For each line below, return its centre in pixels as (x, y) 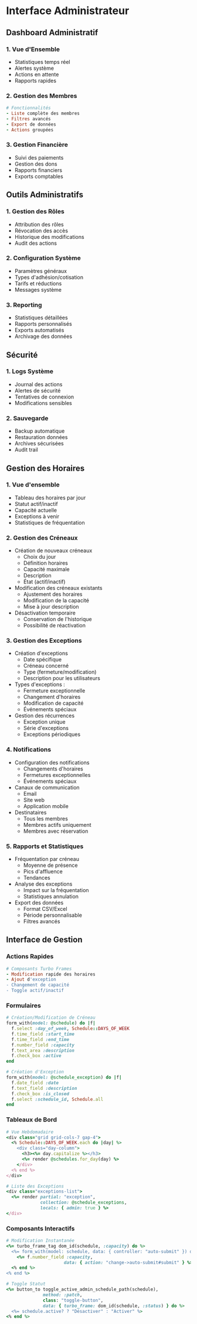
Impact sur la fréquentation (56, 890)
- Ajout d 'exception (31, 980)
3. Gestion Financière (37, 145)
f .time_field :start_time (43, 1034)
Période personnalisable (52, 915)
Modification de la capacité (56, 600)
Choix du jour (40, 557)
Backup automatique (40, 431)
